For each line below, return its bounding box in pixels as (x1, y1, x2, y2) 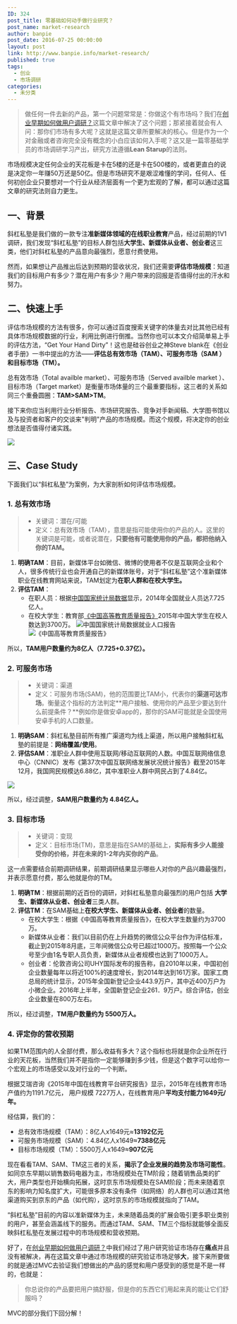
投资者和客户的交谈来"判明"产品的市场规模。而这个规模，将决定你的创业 (19, 415, 230, 423)
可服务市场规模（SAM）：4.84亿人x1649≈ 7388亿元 (17, 1136, 166, 1144)
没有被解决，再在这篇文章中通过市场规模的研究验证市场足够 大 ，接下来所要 (7, 1252, 224, 1260)
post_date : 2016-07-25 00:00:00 (7, 37, 102, 44)
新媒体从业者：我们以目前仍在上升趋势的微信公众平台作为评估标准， (28, 932, 226, 942)
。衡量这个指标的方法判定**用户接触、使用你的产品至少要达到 (41, 699, 221, 707)
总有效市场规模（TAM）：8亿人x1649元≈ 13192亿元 (17, 1127, 164, 1136)
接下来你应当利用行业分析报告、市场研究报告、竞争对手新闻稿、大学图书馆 (7, 406, 224, 414)
